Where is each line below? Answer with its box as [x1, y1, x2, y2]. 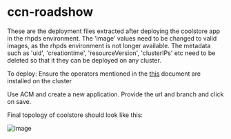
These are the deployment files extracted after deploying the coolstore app [7, 27, 221, 35]
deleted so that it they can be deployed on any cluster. [7, 56, 162, 64]
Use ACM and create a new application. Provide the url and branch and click [7, 90, 224, 98]
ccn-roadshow [7, 4, 94, 20]
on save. [7, 97, 32, 105]
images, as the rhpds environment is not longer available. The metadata [7, 41, 211, 50]
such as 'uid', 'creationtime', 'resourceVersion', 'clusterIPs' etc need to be [7, 49, 216, 57]
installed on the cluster [7, 76, 72, 85]
